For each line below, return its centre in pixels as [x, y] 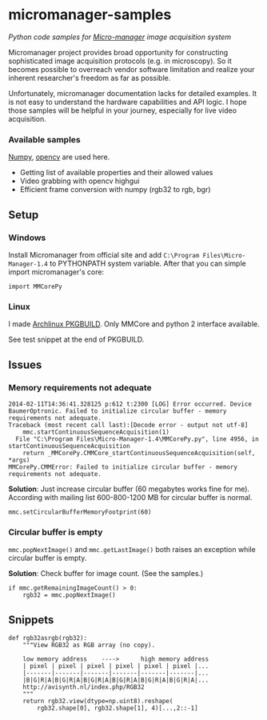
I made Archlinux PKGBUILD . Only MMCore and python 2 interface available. [134, 324]
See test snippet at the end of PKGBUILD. [76, 340]
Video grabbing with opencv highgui [80, 181]
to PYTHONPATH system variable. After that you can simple [147, 263]
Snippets [31, 620]
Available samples [45, 139]
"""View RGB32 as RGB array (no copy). [89, 646]
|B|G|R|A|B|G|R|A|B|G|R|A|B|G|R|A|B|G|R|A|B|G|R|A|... [116, 680]
